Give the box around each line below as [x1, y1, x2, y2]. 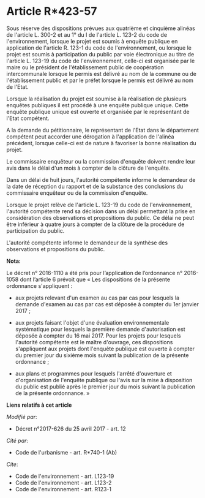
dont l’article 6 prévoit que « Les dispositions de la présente [20, 276, 170, 283]
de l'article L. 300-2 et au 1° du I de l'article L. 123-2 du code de [6, 31, 167, 38]
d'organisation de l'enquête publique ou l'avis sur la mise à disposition [15, 376, 193, 383]
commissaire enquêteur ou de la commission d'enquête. [6, 189, 148, 197]
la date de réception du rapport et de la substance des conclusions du [6, 183, 184, 190]
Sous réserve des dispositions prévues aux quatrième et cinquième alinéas [6, 25, 196, 32]
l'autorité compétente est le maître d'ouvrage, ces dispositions [15, 338, 173, 345]
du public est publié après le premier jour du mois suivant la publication [15, 383, 196, 390]
